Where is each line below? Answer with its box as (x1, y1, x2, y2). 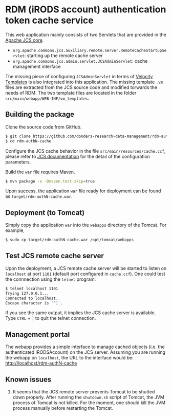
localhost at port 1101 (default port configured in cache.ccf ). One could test (5, 270, 165, 277)
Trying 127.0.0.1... (5, 291, 50, 296)
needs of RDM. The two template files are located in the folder (5, 89, 137, 96)
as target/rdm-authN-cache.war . (5, 193, 73, 200)
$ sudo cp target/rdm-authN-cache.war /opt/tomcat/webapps (5, 238, 134, 243)
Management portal (5, 330, 70, 339)
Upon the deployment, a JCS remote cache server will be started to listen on (5, 265, 167, 271)
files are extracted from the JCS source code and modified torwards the (5, 84, 158, 91)
